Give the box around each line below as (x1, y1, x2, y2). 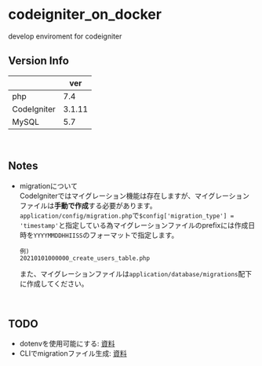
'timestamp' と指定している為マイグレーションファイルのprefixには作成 (19, 220, 249, 229)
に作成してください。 (19, 279, 89, 288)
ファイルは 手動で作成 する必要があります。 (19, 200, 157, 210)
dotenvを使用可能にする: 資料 (19, 339, 115, 349)
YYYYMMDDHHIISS (33, 232, 84, 240)
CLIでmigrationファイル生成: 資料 (19, 349, 127, 358)
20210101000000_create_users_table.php (19, 254, 151, 262)
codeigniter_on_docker (8, 5, 162, 24)
